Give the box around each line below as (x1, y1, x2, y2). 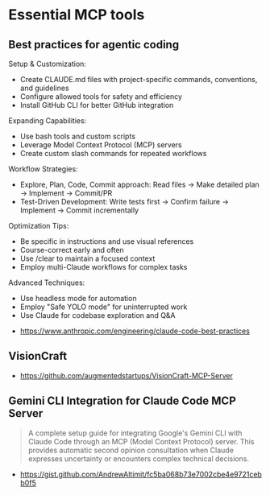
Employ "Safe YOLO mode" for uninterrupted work (19, 302, 188, 311)
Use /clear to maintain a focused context (19, 254, 156, 263)
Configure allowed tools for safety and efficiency (19, 92, 183, 101)
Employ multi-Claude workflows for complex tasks (19, 262, 188, 271)
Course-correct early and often (19, 245, 125, 254)
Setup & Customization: (8, 59, 87, 68)
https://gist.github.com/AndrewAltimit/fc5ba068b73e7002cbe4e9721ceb (19, 469, 262, 479)
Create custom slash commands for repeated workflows (19, 149, 207, 158)
